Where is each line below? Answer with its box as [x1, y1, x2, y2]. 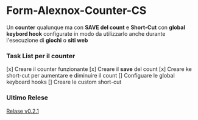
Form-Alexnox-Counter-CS [6, 4, 147, 18]
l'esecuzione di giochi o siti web [6, 36, 88, 44]
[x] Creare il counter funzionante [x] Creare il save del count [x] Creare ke [6, 65, 192, 73]
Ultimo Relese [6, 93, 49, 102]
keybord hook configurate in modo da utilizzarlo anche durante [6, 30, 166, 37]
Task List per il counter [6, 52, 76, 60]
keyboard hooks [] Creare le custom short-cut [6, 78, 122, 85]
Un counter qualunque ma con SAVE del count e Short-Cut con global [6, 24, 186, 31]
